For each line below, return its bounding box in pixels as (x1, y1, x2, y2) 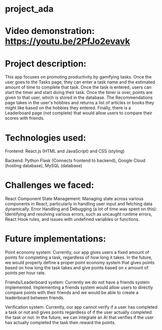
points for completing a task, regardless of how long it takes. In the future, (5, 254, 152, 260)
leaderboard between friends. (5, 295, 64, 301)
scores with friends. (5, 115, 45, 121)
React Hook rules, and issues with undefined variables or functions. (5, 217, 140, 222)
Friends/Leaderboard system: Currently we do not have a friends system (5, 280, 150, 285)
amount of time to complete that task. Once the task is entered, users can (5, 84, 152, 90)
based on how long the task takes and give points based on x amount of (5, 265, 149, 271)
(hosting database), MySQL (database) (5, 163, 83, 169)
